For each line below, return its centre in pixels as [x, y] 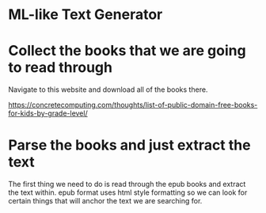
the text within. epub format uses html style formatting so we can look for [128, 192]
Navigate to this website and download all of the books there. [108, 89]
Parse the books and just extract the [129, 145]
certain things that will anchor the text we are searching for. [105, 201]
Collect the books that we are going [127, 51]
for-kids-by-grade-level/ [48, 113]
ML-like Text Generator [85, 15]
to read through [61, 68]
